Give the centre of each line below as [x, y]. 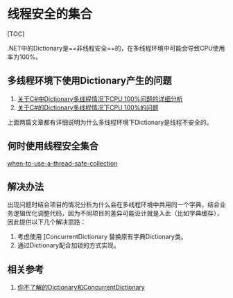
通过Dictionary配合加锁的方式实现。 [68, 245]
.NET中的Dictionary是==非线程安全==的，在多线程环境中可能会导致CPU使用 [116, 48]
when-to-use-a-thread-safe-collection [62, 163]
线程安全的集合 [50, 14]
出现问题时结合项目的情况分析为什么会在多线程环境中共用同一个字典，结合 [113, 204]
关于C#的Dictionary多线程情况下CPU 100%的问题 [88, 107]
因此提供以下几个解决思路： [47, 222]
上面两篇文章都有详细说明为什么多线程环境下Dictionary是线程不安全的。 [110, 122]
